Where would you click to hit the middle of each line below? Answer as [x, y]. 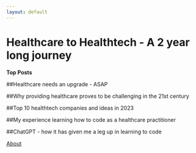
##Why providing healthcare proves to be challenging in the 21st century [98, 96]
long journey [39, 55]
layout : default [27, 12]
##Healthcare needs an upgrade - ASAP [57, 84]
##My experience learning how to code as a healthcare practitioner [91, 119]
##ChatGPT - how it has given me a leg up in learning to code [84, 132]
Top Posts [19, 72]
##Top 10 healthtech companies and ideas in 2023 [70, 108]
